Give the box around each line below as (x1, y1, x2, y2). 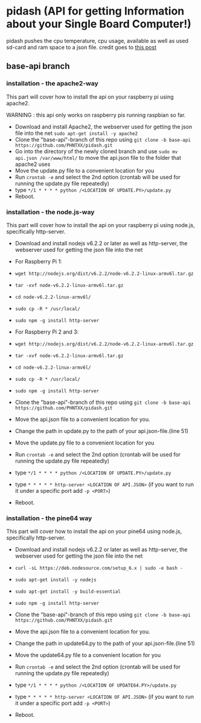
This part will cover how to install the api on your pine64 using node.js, (6, 528, 182, 535)
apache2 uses (14, 160, 51, 168)
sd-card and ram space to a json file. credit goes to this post (6, 44, 157, 51)
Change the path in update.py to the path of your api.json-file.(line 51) (14, 427, 189, 434)
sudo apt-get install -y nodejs (14, 577, 97, 583)
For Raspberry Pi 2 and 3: (14, 328, 79, 335)
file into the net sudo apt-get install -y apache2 (14, 129, 138, 137)
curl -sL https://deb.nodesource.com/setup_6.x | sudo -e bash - (14, 565, 183, 572)
